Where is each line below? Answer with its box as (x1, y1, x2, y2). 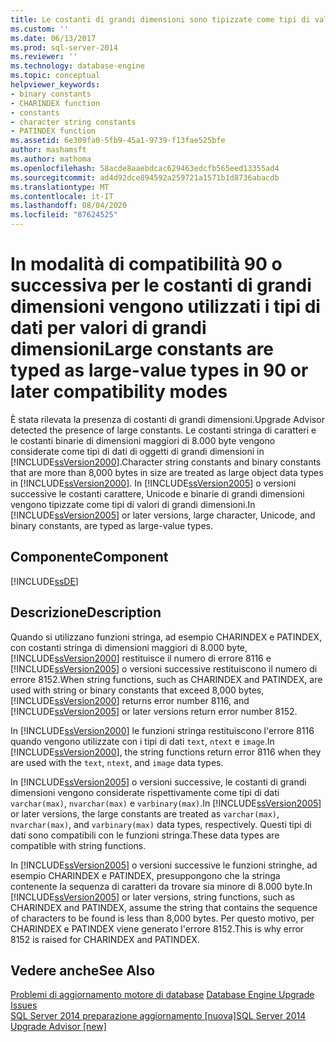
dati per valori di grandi (10, 317, 207, 340)
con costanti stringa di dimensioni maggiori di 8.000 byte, (10, 641, 248, 653)
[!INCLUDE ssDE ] (10, 575, 79, 587)
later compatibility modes (10, 381, 228, 403)
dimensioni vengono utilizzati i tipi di (10, 296, 321, 318)
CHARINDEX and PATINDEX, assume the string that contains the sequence (10, 901, 318, 913)
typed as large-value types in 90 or (10, 359, 309, 382)
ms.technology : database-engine (10, 61, 145, 71)
